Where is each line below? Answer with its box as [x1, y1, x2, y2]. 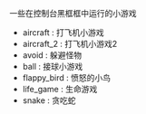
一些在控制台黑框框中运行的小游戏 [9, 8, 137, 18]
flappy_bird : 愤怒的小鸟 [22, 72, 112, 83]
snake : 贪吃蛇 [22, 95, 76, 106]
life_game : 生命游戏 [22, 84, 98, 94]
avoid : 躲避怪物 [22, 50, 83, 61]
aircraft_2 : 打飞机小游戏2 [22, 39, 118, 49]
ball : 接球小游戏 [22, 62, 83, 71]
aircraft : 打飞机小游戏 [22, 27, 104, 38]
